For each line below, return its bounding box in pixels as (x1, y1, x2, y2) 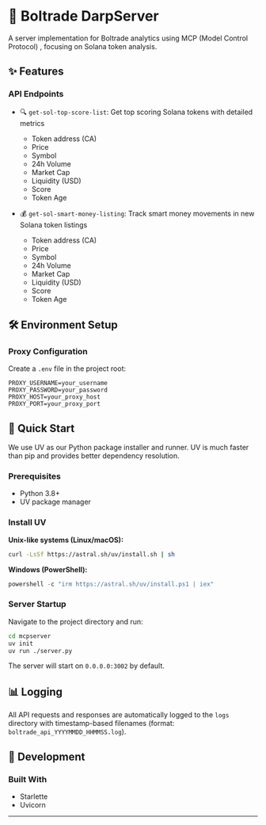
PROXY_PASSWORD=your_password (8, 386, 108, 395)
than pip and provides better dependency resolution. (8, 451, 180, 460)
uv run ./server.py (8, 647, 73, 655)
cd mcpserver (8, 632, 51, 640)
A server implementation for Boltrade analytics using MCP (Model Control (8, 33, 249, 43)
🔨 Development (8, 750, 85, 763)
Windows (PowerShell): (8, 564, 88, 574)
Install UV (8, 517, 47, 528)
